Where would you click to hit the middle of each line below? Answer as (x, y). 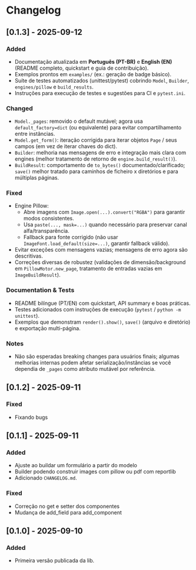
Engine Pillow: (31, 206)
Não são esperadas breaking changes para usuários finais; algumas (97, 356)
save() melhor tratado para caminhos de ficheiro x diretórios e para (96, 171)
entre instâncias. (35, 134)
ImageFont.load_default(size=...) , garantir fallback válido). (96, 243)
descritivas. (29, 256)
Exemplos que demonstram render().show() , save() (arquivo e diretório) (102, 322)
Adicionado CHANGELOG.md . (46, 478)
